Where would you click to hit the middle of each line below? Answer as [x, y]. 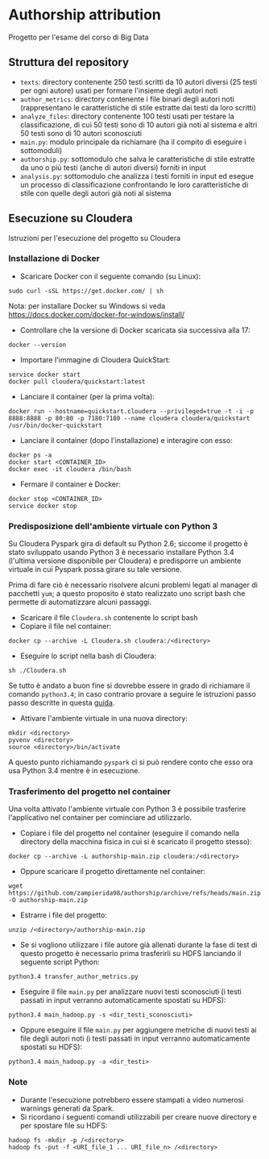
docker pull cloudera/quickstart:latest [77, 381]
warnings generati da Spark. [67, 1108]
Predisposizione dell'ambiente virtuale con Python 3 [113, 526]
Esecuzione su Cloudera [70, 219]
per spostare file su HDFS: [64, 1125]
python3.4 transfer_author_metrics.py [73, 977]
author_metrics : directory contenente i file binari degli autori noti [127, 99]
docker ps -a [30, 455]
